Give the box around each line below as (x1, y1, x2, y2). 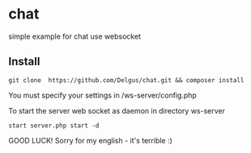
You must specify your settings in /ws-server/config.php (8, 90, 197, 100)
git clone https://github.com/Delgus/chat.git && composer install (8, 76, 245, 85)
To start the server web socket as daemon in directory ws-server (8, 105, 225, 115)
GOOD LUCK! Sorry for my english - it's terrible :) (8, 135, 172, 145)
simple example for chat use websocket (8, 31, 142, 41)
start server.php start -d (8, 122, 100, 130)
